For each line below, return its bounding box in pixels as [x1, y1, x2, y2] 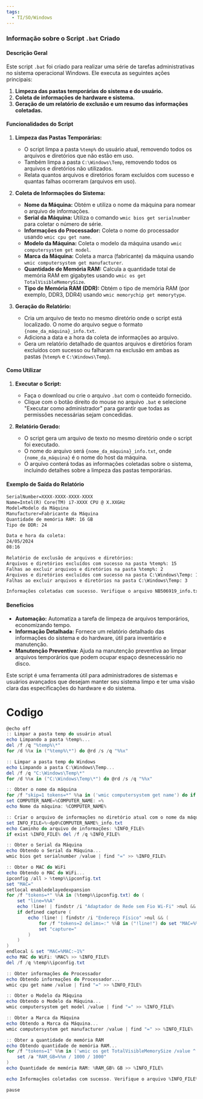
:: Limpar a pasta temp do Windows [6, 759, 96, 765]
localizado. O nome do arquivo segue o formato [24, 321, 143, 328]
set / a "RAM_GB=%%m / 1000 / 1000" [17, 1054, 107, 1060]
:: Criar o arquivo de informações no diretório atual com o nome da [6, 814, 185, 820]
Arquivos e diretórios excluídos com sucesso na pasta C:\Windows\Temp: [6, 572, 193, 578]
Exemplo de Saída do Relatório [6, 480, 85, 488]
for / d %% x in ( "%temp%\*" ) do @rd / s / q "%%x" [6, 748, 129, 754]
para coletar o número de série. [24, 220, 103, 227]
